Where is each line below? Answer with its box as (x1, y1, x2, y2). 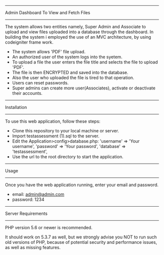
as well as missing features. (5, 245, 61, 250)
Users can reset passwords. (12, 80, 69, 85)
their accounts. (12, 90, 43, 96)
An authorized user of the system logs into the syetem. (12, 54, 123, 60)
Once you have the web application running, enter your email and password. (5, 182, 159, 188)
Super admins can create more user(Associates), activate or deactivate (12, 85, 156, 91)
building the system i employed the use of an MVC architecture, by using (5, 34, 151, 40)
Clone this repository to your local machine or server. (12, 128, 120, 133)
